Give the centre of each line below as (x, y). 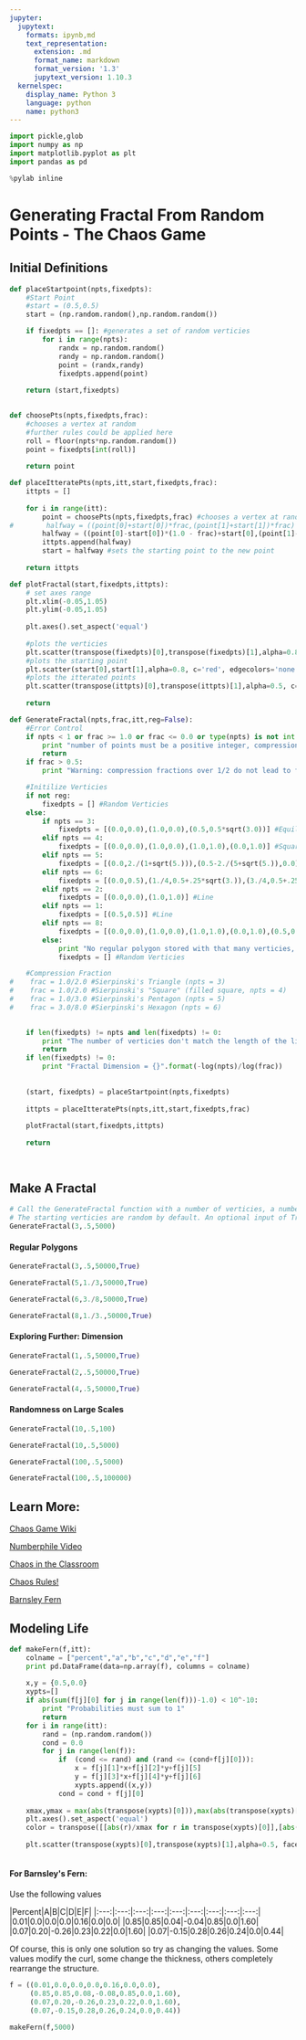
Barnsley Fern (36, 1600)
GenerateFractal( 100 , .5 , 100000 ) (71, 1478)
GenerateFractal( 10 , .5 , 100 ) (63, 1429)
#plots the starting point (77, 661)
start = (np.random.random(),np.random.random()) (122, 315)
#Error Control (55, 728)
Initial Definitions (59, 268)
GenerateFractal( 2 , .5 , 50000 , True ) (75, 1372)
